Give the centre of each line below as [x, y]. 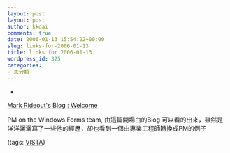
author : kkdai [28, 26]
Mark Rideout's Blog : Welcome [52, 105]
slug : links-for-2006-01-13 [48, 46]
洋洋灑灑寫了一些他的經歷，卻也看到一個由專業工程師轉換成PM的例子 [107, 128]
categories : [24, 65]
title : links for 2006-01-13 [50, 53]
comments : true [29, 33]
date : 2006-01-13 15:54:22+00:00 [56, 40]
